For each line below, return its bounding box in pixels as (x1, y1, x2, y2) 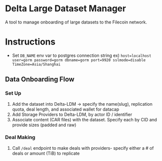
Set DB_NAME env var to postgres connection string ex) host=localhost (12, 52, 152, 58)
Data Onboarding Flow (5, 75, 75, 84)
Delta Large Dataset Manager (5, 3, 126, 14)
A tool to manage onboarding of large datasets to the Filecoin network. (5, 19, 147, 25)
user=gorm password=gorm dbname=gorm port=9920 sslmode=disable (12, 57, 146, 63)
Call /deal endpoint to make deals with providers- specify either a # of (12, 145, 154, 151)
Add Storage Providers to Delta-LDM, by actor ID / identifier (12, 111, 133, 117)
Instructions (5, 36, 56, 47)
